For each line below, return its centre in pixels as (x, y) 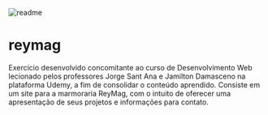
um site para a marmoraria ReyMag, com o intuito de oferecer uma (120, 93)
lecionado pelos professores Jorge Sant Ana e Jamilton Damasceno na (127, 76)
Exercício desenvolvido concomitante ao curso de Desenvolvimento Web (131, 67)
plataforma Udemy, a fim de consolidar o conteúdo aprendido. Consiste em (134, 84)
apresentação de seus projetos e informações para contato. (108, 102)
